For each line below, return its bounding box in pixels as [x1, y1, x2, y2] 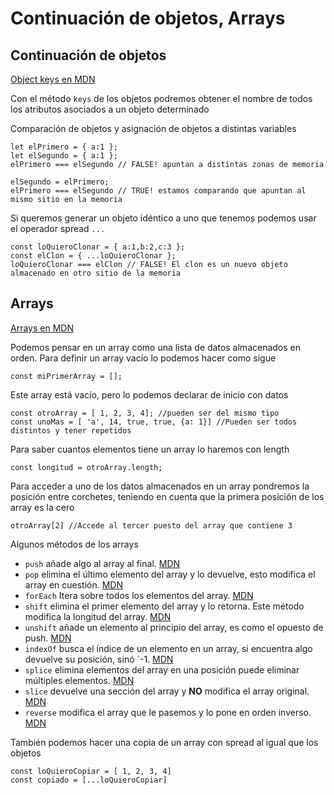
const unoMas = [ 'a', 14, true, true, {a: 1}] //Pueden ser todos [10, 417, 298, 427]
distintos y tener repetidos [10, 425, 132, 436]
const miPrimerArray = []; [10, 371, 123, 381]
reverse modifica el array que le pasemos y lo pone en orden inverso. [24, 706, 312, 718]
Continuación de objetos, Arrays [10, 7, 286, 30]
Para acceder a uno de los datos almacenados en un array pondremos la [10, 480, 310, 492]
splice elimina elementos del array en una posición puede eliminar [24, 663, 300, 676]
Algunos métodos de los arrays [10, 538, 139, 550]
